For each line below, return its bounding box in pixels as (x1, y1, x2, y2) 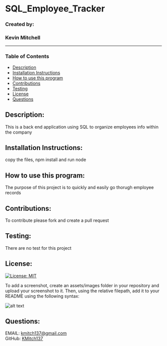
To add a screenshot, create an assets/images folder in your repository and (5, 282, 160, 288)
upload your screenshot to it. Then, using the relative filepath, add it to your (5, 288, 160, 294)
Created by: (5, 21, 34, 28)
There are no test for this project (5, 245, 72, 251)
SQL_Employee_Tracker (5, 3, 105, 14)
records (5, 190, 21, 196)
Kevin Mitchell (5, 34, 41, 41)
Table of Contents (5, 53, 50, 60)
